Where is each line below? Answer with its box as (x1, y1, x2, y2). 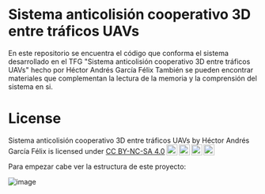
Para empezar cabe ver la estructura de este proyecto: (8, 162, 187, 171)
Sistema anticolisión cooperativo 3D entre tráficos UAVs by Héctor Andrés (8, 136, 250, 145)
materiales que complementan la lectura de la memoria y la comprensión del (8, 73, 257, 83)
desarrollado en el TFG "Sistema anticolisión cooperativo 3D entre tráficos (8, 57, 251, 66)
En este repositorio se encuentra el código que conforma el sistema (8, 48, 229, 58)
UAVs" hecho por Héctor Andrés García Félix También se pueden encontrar (8, 65, 254, 74)
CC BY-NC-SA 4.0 (105, 146, 165, 155)
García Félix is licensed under (8, 146, 104, 155)
